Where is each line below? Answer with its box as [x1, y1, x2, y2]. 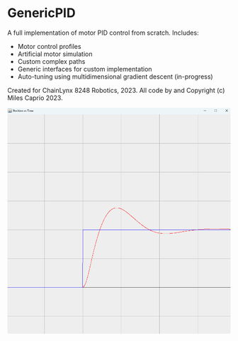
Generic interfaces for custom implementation [17, 65, 152, 73]
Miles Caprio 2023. [7, 94, 63, 102]
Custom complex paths [17, 57, 86, 65]
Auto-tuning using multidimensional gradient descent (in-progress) [17, 72, 214, 81]
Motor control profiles [17, 42, 81, 50]
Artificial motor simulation [17, 50, 93, 58]
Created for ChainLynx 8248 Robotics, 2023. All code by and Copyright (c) [7, 86, 225, 94]
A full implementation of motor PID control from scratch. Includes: [7, 28, 200, 37]
